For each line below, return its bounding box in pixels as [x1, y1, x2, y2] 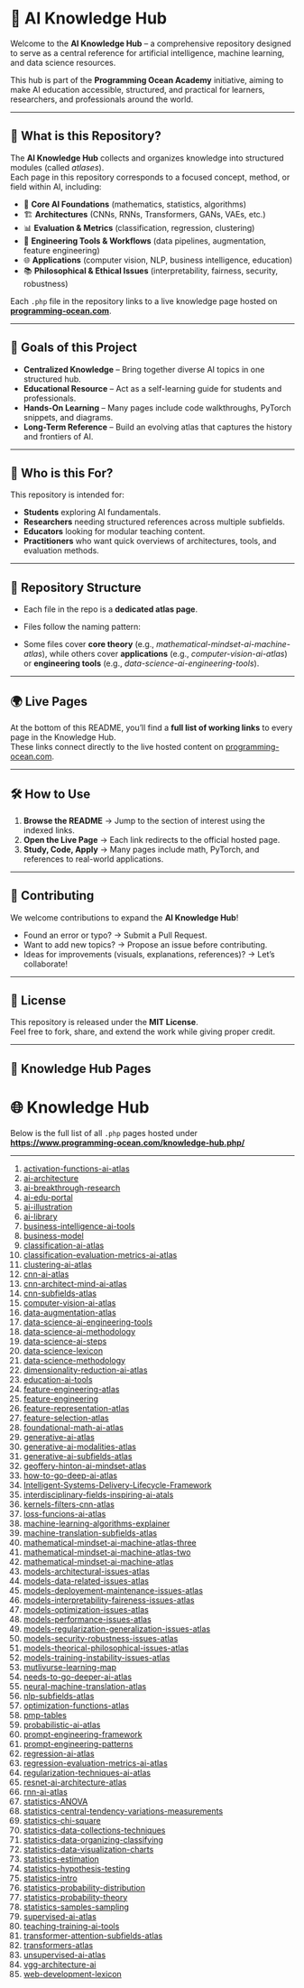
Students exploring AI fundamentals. [23, 507, 161, 518]
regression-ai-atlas [23, 1748, 95, 1759]
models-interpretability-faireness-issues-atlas [23, 1595, 195, 1605]
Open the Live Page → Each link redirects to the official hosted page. [23, 834, 281, 845]
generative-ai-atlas [23, 1431, 96, 1442]
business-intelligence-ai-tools [23, 1220, 135, 1231]
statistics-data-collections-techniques [23, 1825, 166, 1835]
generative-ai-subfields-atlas [23, 1450, 133, 1461]
